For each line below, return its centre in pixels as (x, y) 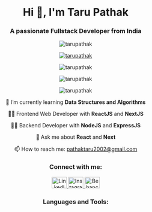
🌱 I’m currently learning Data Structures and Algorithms (76, 102)
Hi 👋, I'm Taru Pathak (76, 12)
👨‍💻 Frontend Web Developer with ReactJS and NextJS (76, 114)
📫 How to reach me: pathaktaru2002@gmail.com (76, 149)
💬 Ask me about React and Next (76, 137)
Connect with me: (76, 167)
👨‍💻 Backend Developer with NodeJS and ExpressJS (76, 126)
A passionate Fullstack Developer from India (76, 31)
